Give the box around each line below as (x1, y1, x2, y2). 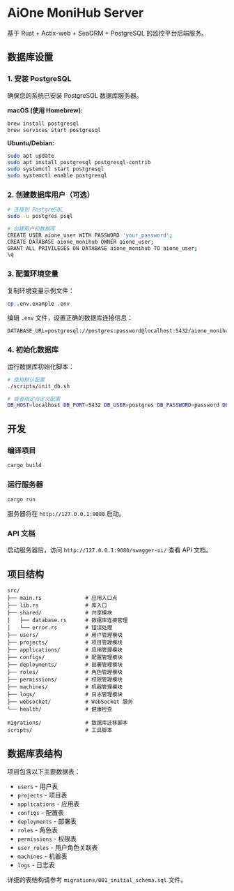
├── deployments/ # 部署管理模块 (7, 661, 123, 668)
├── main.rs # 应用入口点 (7, 595, 118, 602)
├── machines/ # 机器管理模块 (7, 684, 123, 691)
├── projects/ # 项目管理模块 (7, 639, 123, 647)
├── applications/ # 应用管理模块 (7, 647, 123, 654)
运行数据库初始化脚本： (7, 362, 75, 371)
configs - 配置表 (17, 808, 65, 816)
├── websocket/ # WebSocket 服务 (7, 698, 134, 706)
